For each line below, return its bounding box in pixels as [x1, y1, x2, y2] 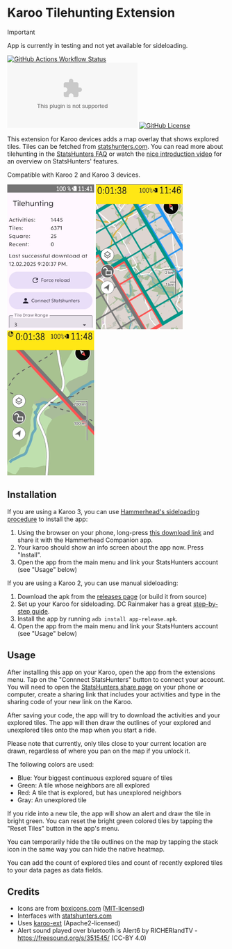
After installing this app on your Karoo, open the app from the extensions [7, 668, 215, 676]
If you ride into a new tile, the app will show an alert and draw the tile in [7, 809, 210, 818]
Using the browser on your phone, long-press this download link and [17, 528, 214, 536]
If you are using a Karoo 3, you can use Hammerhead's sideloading [7, 507, 200, 516]
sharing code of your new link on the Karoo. [7, 697, 133, 705]
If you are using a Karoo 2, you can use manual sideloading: [7, 579, 179, 587]
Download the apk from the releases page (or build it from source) [17, 592, 207, 600]
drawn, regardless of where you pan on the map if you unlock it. [7, 747, 191, 755]
